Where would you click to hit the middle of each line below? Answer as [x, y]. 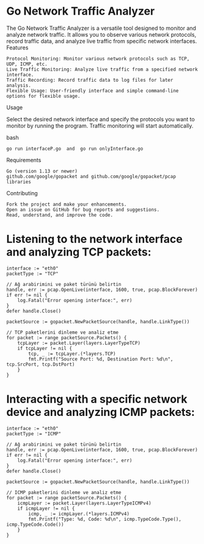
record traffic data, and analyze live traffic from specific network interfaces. [102, 41]
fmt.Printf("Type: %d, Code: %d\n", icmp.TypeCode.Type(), [105, 519]
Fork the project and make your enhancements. [67, 204]
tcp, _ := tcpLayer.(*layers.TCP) [72, 354]
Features [17, 48]
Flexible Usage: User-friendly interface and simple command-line [93, 91]
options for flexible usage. [43, 96]
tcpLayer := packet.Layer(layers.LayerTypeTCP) [79, 343]
